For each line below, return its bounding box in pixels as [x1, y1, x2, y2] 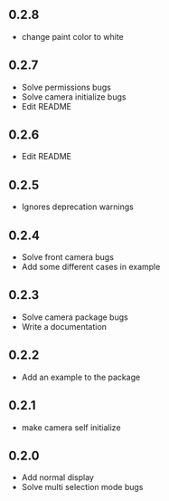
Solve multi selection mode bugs [21, 482, 144, 493]
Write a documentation [21, 321, 108, 332]
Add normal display [21, 472, 94, 483]
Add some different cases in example [21, 262, 161, 273]
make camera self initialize [21, 421, 121, 433]
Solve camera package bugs [21, 312, 128, 323]
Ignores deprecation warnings [21, 201, 135, 212]
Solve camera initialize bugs [21, 91, 127, 102]
